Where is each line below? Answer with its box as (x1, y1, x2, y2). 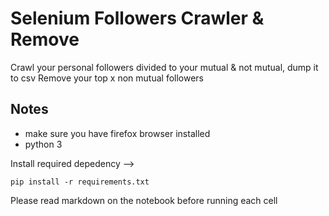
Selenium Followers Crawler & (10, 7, 265, 30)
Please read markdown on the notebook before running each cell (10, 194, 278, 206)
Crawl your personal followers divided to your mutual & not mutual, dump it (10, 61, 319, 73)
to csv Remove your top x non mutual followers (10, 72, 204, 84)
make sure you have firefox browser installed (24, 127, 211, 139)
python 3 (24, 138, 63, 150)
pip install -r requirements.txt (10, 177, 150, 187)
